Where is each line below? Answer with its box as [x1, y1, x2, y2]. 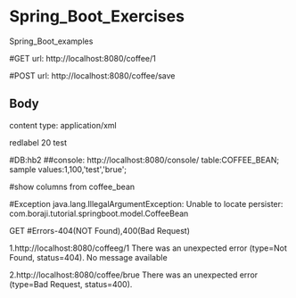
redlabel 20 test [9, 137, 67, 148]
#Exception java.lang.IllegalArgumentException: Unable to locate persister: [9, 198, 284, 209]
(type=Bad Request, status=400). [9, 278, 133, 289]
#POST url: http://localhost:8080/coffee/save [9, 70, 176, 81]
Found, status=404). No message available [9, 252, 168, 262]
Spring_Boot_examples [9, 36, 94, 46]
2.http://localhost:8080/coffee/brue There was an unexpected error [9, 269, 259, 280]
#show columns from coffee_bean [9, 181, 136, 192]
